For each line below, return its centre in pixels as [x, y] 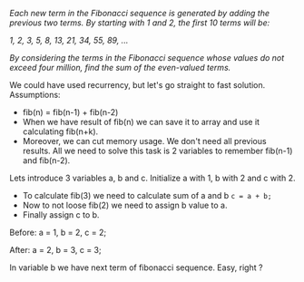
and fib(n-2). [46, 160]
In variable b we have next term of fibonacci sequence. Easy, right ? [136, 267]
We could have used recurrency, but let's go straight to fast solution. [137, 85]
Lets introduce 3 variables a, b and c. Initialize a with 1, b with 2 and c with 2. [152, 178]
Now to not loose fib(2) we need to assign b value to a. [125, 205]
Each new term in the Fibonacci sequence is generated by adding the [140, 13]
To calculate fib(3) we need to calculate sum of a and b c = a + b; [147, 195]
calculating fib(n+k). [60, 131]
